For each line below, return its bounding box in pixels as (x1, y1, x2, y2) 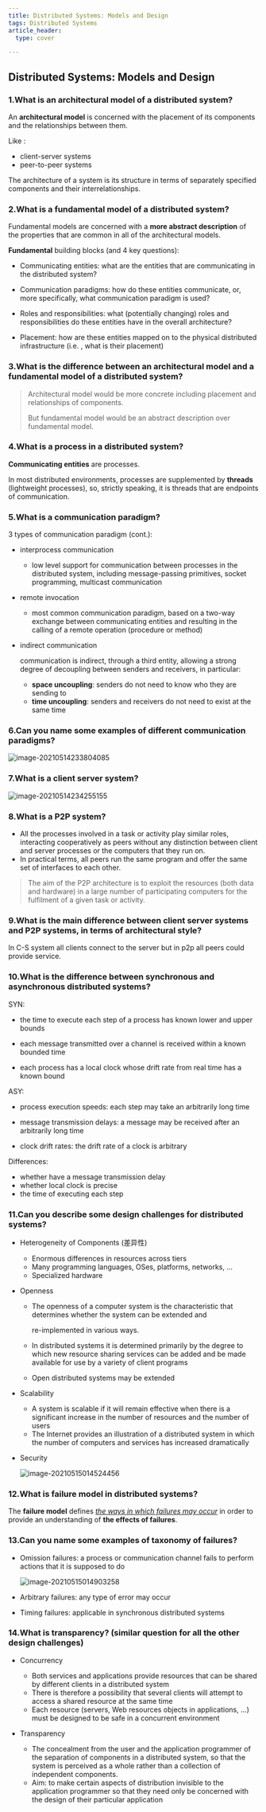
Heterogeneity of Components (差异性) (19, 1237, 148, 1247)
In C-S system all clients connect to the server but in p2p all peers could (8, 943, 245, 953)
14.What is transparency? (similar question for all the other (8, 1627, 240, 1639)
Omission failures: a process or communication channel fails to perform (19, 1553, 254, 1562)
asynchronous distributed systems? (8, 981, 151, 992)
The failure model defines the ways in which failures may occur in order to (8, 1506, 254, 1516)
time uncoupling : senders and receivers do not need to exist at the (31, 697, 252, 707)
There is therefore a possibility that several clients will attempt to (31, 1688, 244, 1697)
